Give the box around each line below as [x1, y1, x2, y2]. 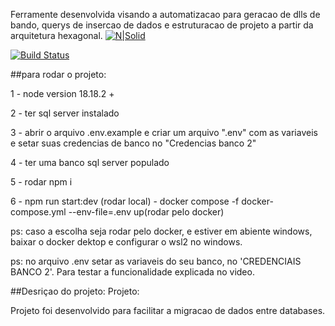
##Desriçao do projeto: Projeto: [10, 285, 140, 297]
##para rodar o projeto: [10, 69, 107, 80]
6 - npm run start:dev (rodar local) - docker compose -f [10, 195, 240, 207]
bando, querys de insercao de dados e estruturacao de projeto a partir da [10, 19, 314, 31]
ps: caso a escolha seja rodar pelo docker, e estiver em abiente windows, [10, 225, 313, 237]
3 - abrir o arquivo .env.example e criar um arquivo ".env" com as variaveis [10, 127, 318, 138]
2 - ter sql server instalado [10, 107, 120, 119]
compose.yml [10, 206, 67, 218]
